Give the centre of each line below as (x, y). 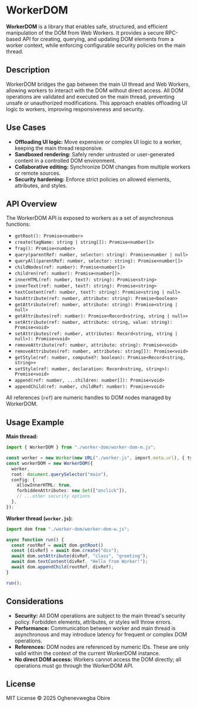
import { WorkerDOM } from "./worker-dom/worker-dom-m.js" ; (81, 447)
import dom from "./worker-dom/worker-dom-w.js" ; (68, 529)
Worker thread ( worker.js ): (40, 518)
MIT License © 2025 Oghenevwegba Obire (58, 698)
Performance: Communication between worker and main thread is (95, 628)
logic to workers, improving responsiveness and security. (75, 109)
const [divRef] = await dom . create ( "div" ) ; (65, 551)
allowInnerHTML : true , (44, 485)
